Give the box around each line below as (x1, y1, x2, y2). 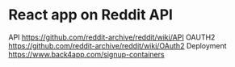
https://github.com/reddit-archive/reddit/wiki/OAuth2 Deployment (8, 40, 228, 50)
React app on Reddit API (8, 6, 174, 24)
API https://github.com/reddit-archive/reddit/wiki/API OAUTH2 (8, 32, 216, 42)
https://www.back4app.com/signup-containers (8, 49, 165, 59)
